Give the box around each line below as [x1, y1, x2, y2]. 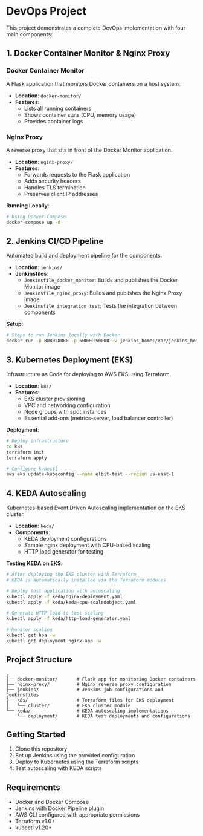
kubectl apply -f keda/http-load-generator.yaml [6, 616, 131, 622]
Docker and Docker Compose [14, 798, 89, 806]
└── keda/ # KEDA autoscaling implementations [6, 708, 169, 714]
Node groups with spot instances [24, 408, 107, 416]
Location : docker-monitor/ [14, 92, 82, 99]
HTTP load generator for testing [24, 548, 104, 555]
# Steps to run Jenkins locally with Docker [6, 332, 120, 338]
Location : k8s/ [14, 382, 52, 390]
